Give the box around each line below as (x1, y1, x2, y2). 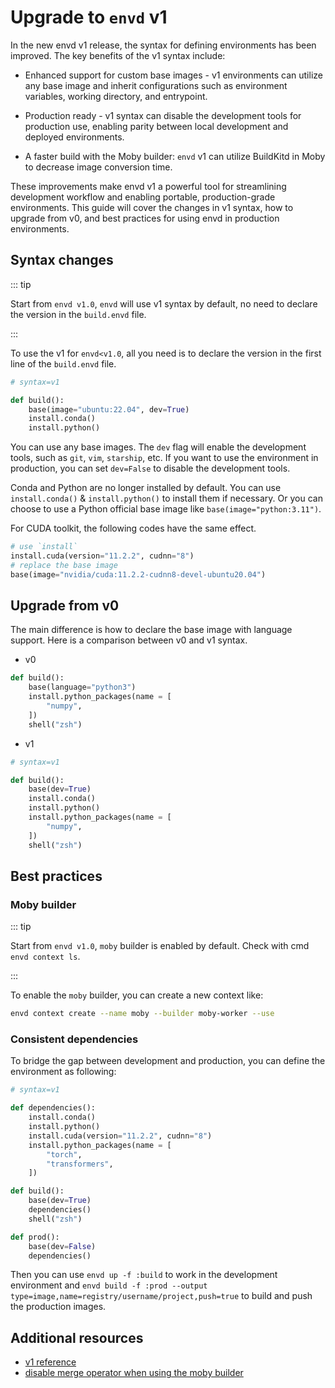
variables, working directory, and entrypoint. (24, 90, 208, 102)
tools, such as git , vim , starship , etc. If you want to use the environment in (10, 452, 319, 464)
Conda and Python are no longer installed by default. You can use (10, 482, 282, 494)
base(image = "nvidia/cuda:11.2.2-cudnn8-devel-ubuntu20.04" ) (10, 569, 267, 580)
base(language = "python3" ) (28, 682, 137, 693)
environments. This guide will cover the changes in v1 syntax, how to (10, 201, 294, 213)
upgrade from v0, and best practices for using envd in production (10, 212, 280, 224)
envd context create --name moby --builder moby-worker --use (10, 1009, 275, 1019)
